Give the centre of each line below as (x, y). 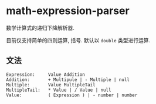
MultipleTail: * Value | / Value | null (59, 90)
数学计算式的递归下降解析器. (40, 28)
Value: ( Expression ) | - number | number (72, 95)
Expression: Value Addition (45, 75)
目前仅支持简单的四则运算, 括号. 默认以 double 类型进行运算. (78, 40)
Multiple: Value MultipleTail (51, 85)
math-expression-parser (68, 11)
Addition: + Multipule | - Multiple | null (68, 80)
